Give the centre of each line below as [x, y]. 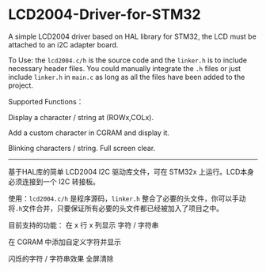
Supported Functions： [46, 101]
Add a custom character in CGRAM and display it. [89, 133]
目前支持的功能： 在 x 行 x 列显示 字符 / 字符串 [84, 225]
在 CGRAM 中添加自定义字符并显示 [65, 242]
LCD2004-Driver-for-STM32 [104, 15]
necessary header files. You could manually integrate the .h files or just [125, 68]
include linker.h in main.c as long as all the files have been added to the [127, 77]
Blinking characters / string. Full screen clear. [82, 148]
